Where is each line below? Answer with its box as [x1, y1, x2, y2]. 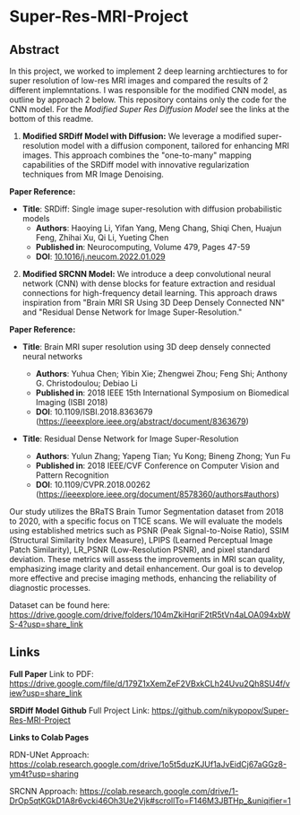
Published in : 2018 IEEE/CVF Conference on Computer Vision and [35, 460, 279, 471]
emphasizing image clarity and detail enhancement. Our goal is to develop [9, 563, 284, 574]
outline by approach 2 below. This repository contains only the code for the [9, 94, 287, 105]
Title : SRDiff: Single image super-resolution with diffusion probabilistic [21, 204, 282, 214]
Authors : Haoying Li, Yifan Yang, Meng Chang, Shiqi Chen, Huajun [35, 222, 282, 233]
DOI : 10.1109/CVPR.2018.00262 [35, 480, 150, 490]
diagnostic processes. [9, 583, 91, 593]
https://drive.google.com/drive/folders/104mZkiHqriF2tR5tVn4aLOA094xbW [9, 610, 291, 620]
